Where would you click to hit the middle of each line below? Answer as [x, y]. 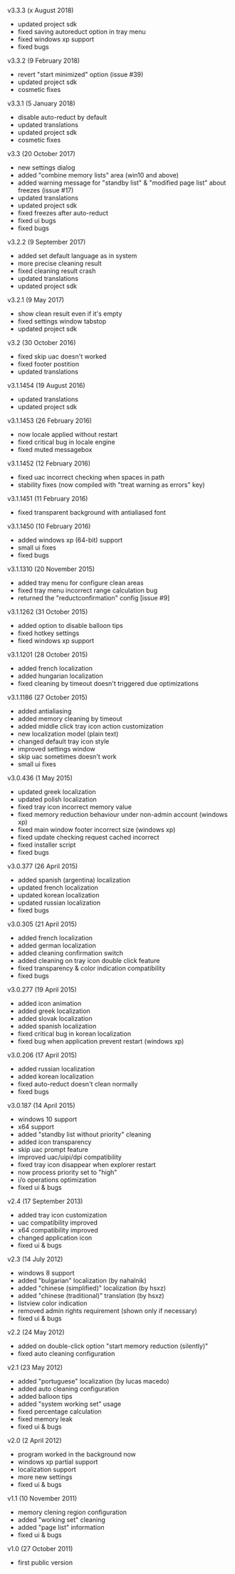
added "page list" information [61, 1527]
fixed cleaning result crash [57, 271]
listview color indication [52, 1303]
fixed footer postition [48, 364]
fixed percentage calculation [59, 1411]
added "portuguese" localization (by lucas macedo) [93, 1381]
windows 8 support [46, 1273]
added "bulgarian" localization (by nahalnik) [82, 1280]
